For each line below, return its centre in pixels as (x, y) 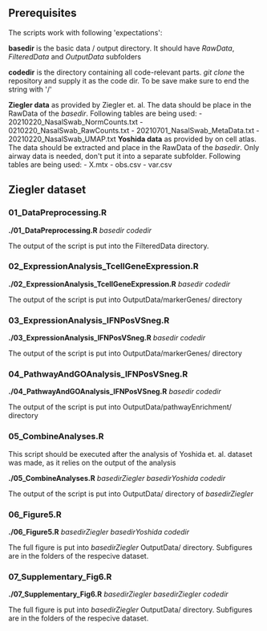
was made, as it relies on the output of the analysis (92, 462)
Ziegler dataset (47, 190)
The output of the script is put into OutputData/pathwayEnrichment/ (120, 407)
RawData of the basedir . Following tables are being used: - (105, 113)
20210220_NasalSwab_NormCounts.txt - (76, 122)
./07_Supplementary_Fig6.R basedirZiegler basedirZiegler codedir (118, 594)
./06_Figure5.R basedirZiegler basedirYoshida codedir (99, 531)
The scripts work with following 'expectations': (85, 32)
